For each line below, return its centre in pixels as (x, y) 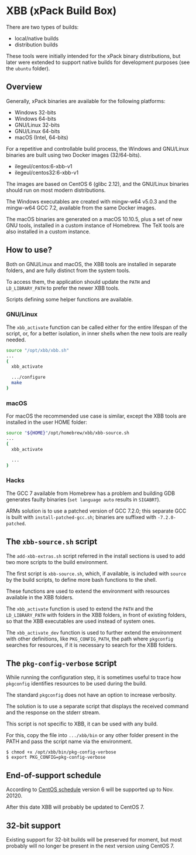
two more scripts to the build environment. (57, 562)
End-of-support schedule (54, 775)
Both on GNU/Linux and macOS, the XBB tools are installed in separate (91, 264)
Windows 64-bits (35, 118)
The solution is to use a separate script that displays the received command (97, 706)
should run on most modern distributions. (56, 190)
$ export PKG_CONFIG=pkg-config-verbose (56, 758)
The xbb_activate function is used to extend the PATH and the (80, 609)
